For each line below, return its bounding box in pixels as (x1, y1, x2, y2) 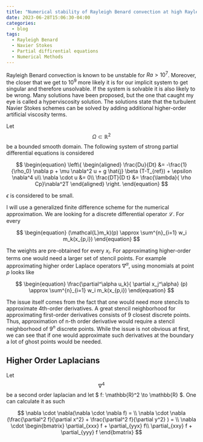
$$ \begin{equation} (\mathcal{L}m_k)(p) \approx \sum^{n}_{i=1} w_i (16, 229, 187, 236)
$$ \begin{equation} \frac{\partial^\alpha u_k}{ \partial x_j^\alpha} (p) (15, 280, 188, 287)
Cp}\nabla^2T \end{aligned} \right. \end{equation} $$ (34, 180, 169, 187)
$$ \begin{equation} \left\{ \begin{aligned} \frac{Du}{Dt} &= (16, 161, 165, 168)
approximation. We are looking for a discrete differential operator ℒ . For (6, 210, 184, 217)
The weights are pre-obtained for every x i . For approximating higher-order (6, 247, 192, 255)
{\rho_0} (11, 167, 32, 175)
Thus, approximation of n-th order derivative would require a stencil (6, 318, 175, 325)
